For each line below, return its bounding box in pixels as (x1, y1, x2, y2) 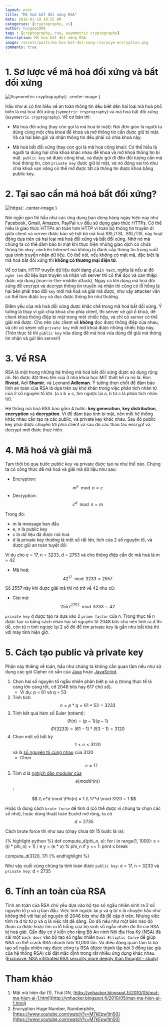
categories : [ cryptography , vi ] (5, 21, 72, 27)
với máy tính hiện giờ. (5, 629, 49, 635)
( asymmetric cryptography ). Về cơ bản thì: (5, 114, 91, 120)
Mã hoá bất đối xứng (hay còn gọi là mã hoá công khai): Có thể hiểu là (12, 144, 157, 150)
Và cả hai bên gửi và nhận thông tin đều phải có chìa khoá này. (12, 134, 142, 140)
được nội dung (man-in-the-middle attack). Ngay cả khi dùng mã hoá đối (5, 277, 155, 283)
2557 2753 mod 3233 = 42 (60, 603, 115, 609)
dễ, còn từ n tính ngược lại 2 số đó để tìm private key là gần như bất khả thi (5, 624, 159, 630)
